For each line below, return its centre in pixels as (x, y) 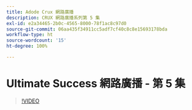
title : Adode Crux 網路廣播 (40, 12)
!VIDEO (30, 101)
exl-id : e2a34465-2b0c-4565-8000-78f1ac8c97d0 (66, 23)
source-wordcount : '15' (37, 40)
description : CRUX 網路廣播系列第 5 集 (53, 18)
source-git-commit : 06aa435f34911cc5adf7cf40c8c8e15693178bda (87, 29)
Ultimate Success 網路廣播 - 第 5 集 (96, 84)
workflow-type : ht (30, 35)
